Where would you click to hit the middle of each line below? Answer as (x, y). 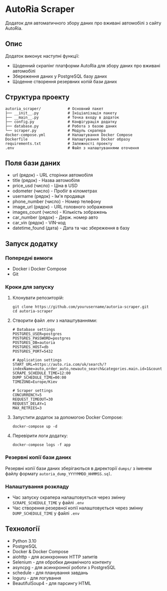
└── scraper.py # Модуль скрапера (56, 131)
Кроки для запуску (30, 287)
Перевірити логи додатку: (40, 436)
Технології (22, 529)
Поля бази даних (33, 163)
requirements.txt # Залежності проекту (59, 144)
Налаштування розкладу (37, 486)
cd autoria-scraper (33, 311)
